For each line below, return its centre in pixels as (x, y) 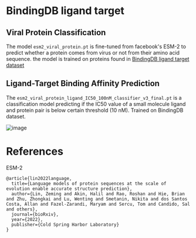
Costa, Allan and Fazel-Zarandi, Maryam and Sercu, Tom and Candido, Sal (98, 204)
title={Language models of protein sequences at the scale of (89, 183)
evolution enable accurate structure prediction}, (69, 189)
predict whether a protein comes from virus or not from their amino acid (93, 53)
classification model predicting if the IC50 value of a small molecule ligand (96, 104)
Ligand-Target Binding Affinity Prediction (83, 84)
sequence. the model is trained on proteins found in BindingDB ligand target (98, 59)
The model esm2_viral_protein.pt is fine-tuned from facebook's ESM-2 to (96, 46)
